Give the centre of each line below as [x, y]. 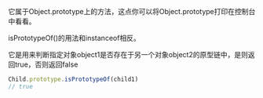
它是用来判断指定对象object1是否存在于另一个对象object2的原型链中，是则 [128, 54]
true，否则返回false [46, 64]
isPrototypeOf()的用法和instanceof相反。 [75, 38]
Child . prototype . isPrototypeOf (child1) [73, 79]
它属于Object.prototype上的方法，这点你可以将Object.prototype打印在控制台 [132, 11]
